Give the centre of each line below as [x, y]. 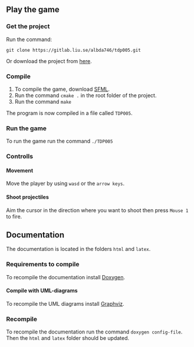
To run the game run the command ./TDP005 [60, 141]
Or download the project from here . [49, 61]
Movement [20, 170]
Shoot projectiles [27, 197]
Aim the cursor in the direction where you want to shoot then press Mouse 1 [97, 210]
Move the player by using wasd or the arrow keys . [65, 184]
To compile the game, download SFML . [62, 89]
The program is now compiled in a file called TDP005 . [69, 113]
